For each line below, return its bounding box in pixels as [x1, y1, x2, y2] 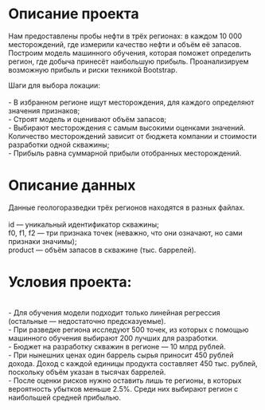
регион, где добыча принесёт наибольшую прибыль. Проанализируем [8, 57, 249, 66]
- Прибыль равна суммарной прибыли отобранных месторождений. [8, 148, 242, 158]
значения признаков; [8, 105, 80, 116]
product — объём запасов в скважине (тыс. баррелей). [8, 245, 197, 254]
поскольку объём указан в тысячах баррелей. [8, 367, 166, 376]
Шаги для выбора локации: [8, 81, 101, 90]
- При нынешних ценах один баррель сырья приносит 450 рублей [8, 350, 234, 360]
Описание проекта [8, 5, 139, 23]
